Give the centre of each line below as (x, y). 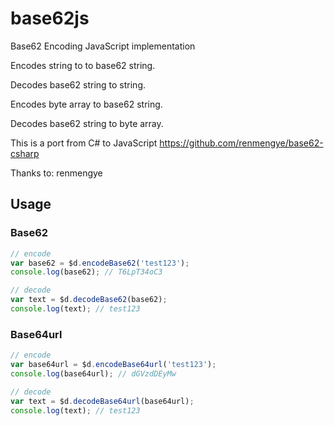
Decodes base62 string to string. (78, 84)
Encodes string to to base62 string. (83, 65)
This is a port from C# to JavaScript (84, 143)
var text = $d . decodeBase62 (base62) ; (89, 300)
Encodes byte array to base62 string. (86, 104)
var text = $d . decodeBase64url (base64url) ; (102, 401)
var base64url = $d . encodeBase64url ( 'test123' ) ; (113, 365)
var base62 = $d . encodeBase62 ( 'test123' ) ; (100, 263)
